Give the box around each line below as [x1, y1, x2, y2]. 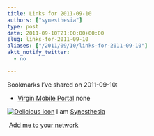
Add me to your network [8, 121, 79, 129]
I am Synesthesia [56, 107, 106, 115]
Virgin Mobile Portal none [17, 94, 91, 102]
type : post [7, 23, 39, 30]
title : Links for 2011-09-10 [7, 10, 92, 17]
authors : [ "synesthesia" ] [7, 17, 82, 24]
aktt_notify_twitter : [7, 49, 70, 56]
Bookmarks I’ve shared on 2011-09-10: [7, 80, 118, 89]
